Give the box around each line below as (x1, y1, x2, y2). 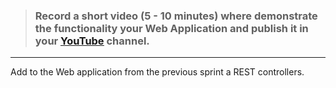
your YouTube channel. (34, 34, 150, 48)
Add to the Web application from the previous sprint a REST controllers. (10, 66, 305, 78)
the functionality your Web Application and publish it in (34, 21, 309, 35)
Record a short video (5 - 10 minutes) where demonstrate (34, 9, 318, 23)
